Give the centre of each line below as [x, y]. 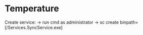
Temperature [32, 9]
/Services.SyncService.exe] [34, 27]
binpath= [129, 22]
